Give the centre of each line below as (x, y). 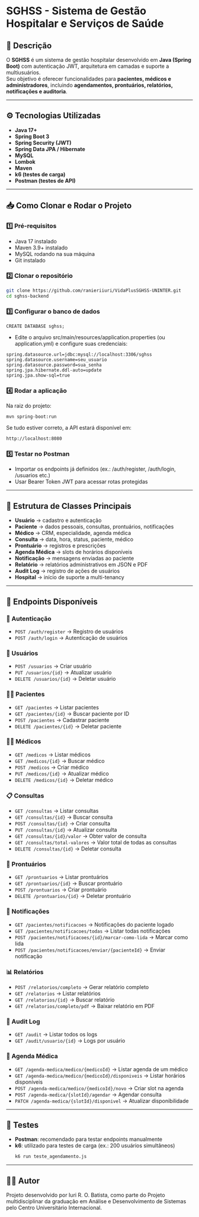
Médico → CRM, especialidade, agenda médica (73, 533)
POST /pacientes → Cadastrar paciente (62, 720)
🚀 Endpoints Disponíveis (52, 601)
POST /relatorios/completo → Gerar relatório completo (82, 987)
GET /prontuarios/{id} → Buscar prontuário (68, 883)
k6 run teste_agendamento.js (51, 1157)
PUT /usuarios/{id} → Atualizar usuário (63, 672)
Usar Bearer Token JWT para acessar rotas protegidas (81, 482)
